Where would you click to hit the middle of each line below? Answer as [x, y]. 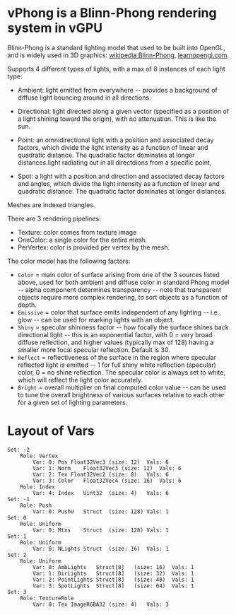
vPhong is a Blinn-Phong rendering [112, 13]
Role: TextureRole [47, 598]
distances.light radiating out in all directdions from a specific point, [114, 162]
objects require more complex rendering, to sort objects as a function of [123, 297]
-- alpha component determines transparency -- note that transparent [119, 289]
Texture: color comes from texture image [77, 232]
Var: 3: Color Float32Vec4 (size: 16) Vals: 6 [107, 481]
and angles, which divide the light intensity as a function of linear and [119, 183]
